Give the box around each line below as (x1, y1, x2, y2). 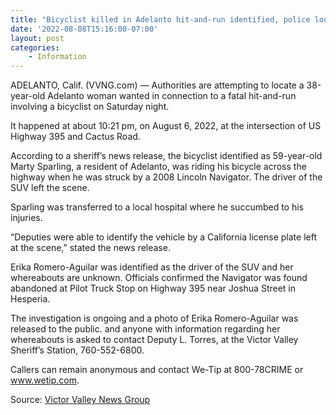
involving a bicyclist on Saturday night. (10, 101, 170, 113)
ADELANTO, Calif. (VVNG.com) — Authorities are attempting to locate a (10, 79, 305, 91)
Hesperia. (10, 293, 51, 305)
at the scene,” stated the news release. (10, 242, 171, 254)
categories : (10, 42, 60, 53)
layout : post (10, 33, 65, 43)
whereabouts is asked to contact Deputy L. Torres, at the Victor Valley (10, 334, 299, 346)
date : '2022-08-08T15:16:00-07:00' (10, 24, 159, 34)
